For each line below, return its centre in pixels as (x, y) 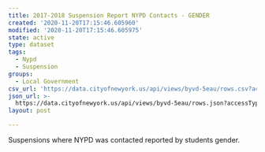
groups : (21, 74)
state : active (32, 37)
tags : (17, 52)
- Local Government (47, 81)
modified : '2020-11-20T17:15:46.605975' (76, 30)
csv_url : (22, 89)
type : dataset (32, 45)
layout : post (30, 111)
